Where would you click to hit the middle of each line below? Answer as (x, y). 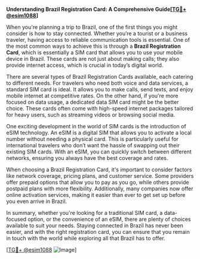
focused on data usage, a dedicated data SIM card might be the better (93, 102)
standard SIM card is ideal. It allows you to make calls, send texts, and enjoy (100, 89)
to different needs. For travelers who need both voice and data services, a (97, 83)
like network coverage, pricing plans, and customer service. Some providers (100, 176)
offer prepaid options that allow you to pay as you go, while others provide (98, 182)
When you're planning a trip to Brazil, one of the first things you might (92, 27)
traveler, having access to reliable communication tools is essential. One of (98, 40)
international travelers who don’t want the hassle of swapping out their (93, 145)
